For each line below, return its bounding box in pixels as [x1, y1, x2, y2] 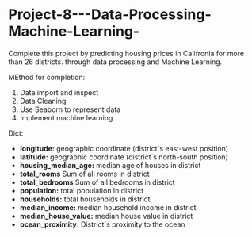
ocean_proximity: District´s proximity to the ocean [19, 220, 185, 229]
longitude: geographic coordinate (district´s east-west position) [19, 143, 228, 153]
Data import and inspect [19, 87, 99, 97]
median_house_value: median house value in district [19, 211, 193, 220]
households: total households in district [19, 194, 151, 204]
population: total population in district [19, 185, 144, 195]
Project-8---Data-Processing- [8, 6, 212, 24]
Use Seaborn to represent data [19, 105, 121, 114]
